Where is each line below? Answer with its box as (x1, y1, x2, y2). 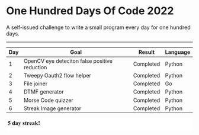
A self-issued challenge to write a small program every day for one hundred (6, 24, 191, 31)
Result (138, 49, 155, 56)
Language (165, 49, 191, 56)
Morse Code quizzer (23, 97, 74, 104)
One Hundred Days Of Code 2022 (6, 4, 174, 18)
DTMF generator (23, 88, 64, 95)
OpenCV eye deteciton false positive (23, 57, 113, 65)
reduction (23, 63, 47, 70)
